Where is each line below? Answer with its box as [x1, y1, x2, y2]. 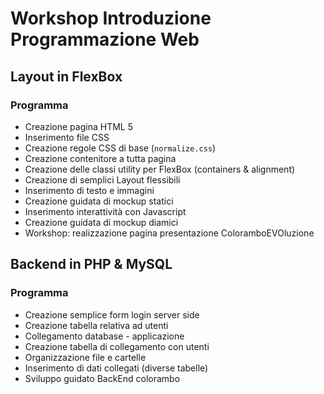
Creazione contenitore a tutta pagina [24, 152, 177, 164]
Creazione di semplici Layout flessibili [24, 173, 181, 186]
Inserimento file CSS [24, 131, 110, 143]
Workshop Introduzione [10, 7, 212, 30]
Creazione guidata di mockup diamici [24, 216, 179, 228]
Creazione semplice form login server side [24, 308, 200, 321]
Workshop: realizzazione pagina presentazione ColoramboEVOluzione [24, 227, 315, 239]
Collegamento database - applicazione [24, 330, 185, 342]
